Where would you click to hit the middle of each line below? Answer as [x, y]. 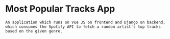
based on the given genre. [34, 31]
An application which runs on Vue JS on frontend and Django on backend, [86, 22]
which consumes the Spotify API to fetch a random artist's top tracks [83, 27]
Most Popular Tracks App [60, 9]
